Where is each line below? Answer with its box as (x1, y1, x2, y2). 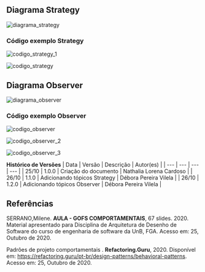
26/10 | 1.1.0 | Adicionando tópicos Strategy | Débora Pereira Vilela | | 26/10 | (6, 174, 199, 181)
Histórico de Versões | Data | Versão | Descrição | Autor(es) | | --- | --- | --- (6, 161, 199, 168)
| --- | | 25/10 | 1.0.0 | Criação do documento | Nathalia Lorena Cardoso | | (6, 168, 193, 175)
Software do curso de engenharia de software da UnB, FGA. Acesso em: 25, (6, 228, 199, 235)
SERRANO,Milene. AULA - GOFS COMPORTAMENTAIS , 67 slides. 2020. (6, 214, 189, 222)
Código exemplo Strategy (6, 36, 84, 45)
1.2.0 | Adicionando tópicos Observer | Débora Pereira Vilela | (6, 181, 161, 188)
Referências (6, 198, 54, 209)
